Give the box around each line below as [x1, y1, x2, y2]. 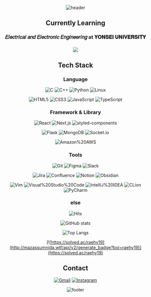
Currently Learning [45, 19, 106, 27]
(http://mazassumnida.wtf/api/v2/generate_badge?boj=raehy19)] [9, 244, 142, 250]
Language [63, 75, 88, 82]
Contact [63, 264, 88, 272]
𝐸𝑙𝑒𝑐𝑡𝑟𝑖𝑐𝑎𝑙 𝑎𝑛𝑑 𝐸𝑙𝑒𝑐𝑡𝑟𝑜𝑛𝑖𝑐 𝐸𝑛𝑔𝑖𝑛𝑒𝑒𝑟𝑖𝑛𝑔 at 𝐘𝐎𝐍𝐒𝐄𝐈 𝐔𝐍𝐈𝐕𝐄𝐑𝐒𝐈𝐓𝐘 [4, 34, 147, 40]
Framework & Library [50, 109, 101, 115]
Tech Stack [58, 61, 93, 69]
